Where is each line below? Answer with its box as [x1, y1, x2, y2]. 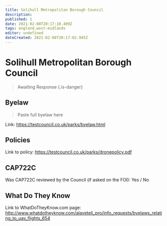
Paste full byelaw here [17, 111, 63, 117]
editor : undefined [5, 30, 43, 35]
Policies [5, 136, 31, 144]
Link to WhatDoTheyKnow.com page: [5, 204, 81, 210]
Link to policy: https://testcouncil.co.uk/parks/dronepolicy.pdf [5, 149, 132, 155]
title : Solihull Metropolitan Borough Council [5, 7, 104, 12]
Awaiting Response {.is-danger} [17, 83, 83, 90]
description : [5, 12, 32, 17]
